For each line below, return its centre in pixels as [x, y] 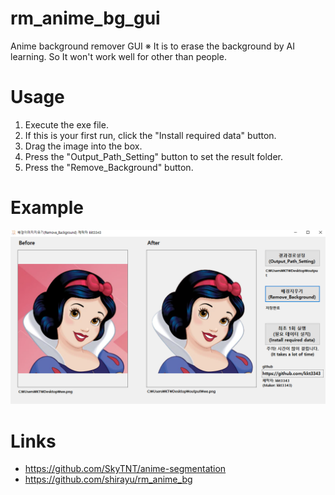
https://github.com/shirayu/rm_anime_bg [108, 479]
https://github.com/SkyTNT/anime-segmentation [125, 469]
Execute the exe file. [66, 124]
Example [47, 208]
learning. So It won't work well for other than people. [118, 56]
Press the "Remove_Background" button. [109, 167]
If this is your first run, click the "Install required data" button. [150, 135]
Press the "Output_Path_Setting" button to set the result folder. [154, 156]
